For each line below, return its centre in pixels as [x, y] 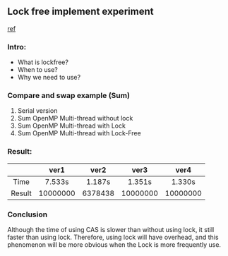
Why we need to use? [49, 78]
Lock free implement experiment [80, 12]
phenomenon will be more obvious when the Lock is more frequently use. [114, 245]
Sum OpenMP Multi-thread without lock [75, 118]
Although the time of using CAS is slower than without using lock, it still [111, 230]
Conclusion [28, 214]
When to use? [38, 70]
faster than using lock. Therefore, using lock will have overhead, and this [113, 237]
